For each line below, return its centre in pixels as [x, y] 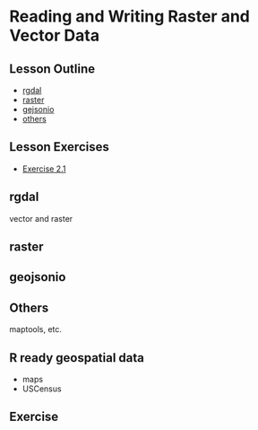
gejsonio [38, 109]
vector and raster [41, 218]
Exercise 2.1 [44, 169]
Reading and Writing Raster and [130, 17]
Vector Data [55, 35]
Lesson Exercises [59, 147]
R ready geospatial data [77, 358]
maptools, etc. [36, 329]
